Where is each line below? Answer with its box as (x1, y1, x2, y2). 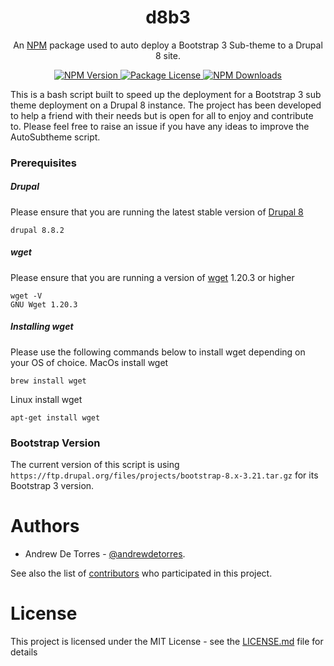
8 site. (154, 49, 182, 61)
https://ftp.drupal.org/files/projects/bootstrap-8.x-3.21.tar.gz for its (10, 469, 319, 481)
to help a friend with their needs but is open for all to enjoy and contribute (10, 109, 314, 121)
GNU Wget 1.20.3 (10, 299, 78, 310)
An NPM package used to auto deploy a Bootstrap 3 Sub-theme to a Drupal (13, 39, 323, 51)
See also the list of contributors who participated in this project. (10, 567, 273, 579)
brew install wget (10, 376, 87, 386)
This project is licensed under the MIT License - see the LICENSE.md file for (10, 635, 324, 647)
